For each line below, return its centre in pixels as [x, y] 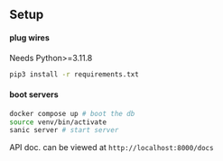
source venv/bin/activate [58, 122]
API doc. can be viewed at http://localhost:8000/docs [111, 148]
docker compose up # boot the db [72, 113]
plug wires [29, 37]
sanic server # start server [64, 130]
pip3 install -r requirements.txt [74, 74]
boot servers [34, 94]
